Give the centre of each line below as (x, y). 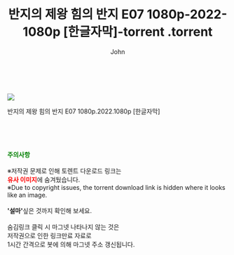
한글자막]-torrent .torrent (140, 32)
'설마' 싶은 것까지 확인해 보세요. (50, 210)
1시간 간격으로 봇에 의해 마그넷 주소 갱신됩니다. (71, 244)
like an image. (27, 195)
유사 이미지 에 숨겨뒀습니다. (44, 179)
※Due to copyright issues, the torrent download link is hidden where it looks (116, 187)
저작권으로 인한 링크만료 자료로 (50, 235)
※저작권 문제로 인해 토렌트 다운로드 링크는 (64, 171)
